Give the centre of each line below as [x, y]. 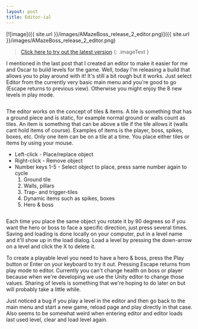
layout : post [22, 12]
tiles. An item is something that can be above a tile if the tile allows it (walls [97, 124]
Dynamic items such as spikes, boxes [69, 198]
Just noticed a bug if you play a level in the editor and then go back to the [96, 301]
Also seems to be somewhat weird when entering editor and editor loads [95, 313]
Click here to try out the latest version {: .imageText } [85, 51]
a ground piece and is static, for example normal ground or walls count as [96, 117]
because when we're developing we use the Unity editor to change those [95, 276]
